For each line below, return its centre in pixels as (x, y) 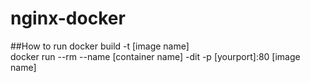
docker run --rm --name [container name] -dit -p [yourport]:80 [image (155, 56)
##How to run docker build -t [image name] (100, 46)
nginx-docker (68, 18)
